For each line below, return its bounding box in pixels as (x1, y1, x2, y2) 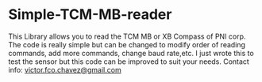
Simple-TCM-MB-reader (8, 6, 172, 24)
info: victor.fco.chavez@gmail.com (8, 65, 121, 74)
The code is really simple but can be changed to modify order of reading (8, 39, 246, 49)
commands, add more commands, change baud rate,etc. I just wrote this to (8, 48, 254, 58)
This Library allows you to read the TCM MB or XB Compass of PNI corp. (8, 32, 246, 41)
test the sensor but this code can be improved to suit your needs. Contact (8, 57, 250, 66)
